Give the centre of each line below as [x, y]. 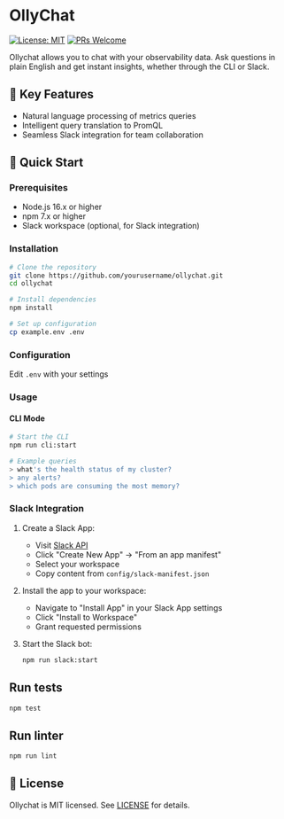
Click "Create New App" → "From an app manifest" [128, 554]
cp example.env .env [47, 332]
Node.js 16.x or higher [62, 207]
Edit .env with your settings [59, 374]
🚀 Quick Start [46, 163]
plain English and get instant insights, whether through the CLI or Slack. [139, 66]
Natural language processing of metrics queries [109, 115]
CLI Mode [27, 418]
